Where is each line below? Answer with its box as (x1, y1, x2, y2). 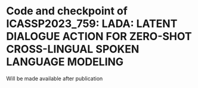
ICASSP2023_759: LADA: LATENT (6, 17, 178, 31)
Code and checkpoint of (6, 4, 128, 18)
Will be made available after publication (6, 75, 103, 82)
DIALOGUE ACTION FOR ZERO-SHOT (6, 30, 192, 43)
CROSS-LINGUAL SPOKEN (6, 43, 140, 56)
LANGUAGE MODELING (6, 55, 124, 69)
